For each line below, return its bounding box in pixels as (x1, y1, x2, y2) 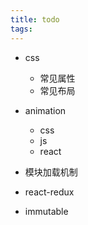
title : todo (10, 14, 60, 25)
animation (24, 104, 67, 116)
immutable (24, 205, 69, 217)
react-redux (24, 186, 75, 198)
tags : (10, 24, 33, 34)
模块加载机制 (24, 166, 78, 178)
